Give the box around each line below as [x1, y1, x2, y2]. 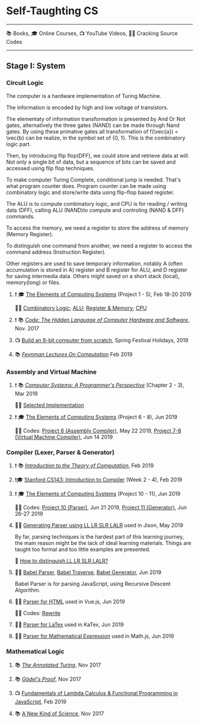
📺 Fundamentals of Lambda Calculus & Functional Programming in [14, 689, 178, 696]
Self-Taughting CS [6, 4, 99, 18]
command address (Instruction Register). [6, 248, 107, 256]
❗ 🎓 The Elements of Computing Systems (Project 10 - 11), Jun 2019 [14, 491, 181, 498]
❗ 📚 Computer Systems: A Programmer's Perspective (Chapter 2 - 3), [14, 381, 185, 388]
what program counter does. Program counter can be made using [6, 182, 166, 189]
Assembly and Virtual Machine [6, 368, 97, 376]
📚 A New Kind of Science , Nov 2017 [14, 710, 104, 717]
